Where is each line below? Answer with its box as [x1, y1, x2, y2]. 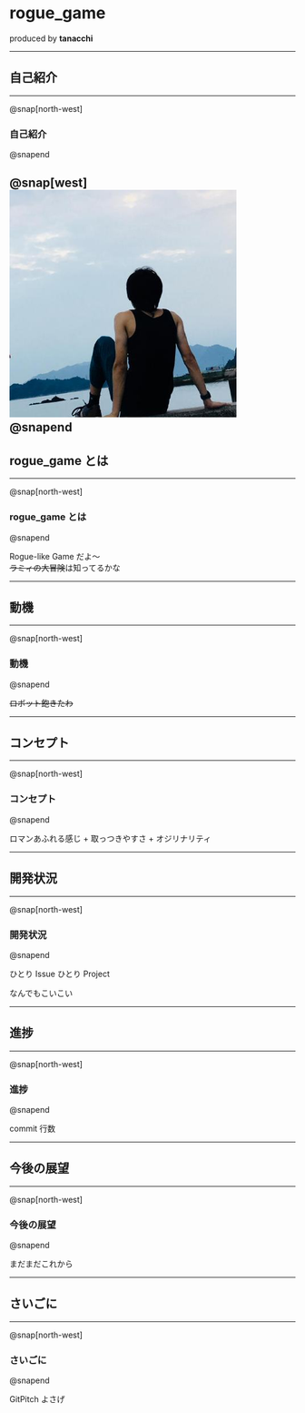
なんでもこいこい [9, 987, 74, 998]
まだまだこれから [9, 1258, 74, 1269]
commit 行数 [9, 1123, 56, 1134]
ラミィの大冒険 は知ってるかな [9, 562, 121, 573]
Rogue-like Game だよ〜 [9, 550, 101, 561]
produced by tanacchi [9, 33, 93, 44]
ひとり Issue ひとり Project [9, 968, 111, 979]
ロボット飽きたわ [9, 697, 74, 708]
